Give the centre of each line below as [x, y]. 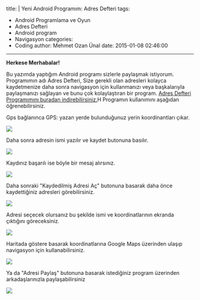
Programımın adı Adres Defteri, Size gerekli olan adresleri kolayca [86, 81]
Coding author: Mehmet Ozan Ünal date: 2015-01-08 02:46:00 [91, 45]
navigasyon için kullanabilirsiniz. [46, 250]
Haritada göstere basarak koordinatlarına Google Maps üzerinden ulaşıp [94, 244]
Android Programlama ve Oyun [53, 20]
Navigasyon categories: [44, 39]
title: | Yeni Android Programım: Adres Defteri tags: [68, 9]
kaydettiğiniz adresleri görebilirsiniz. [51, 192]
